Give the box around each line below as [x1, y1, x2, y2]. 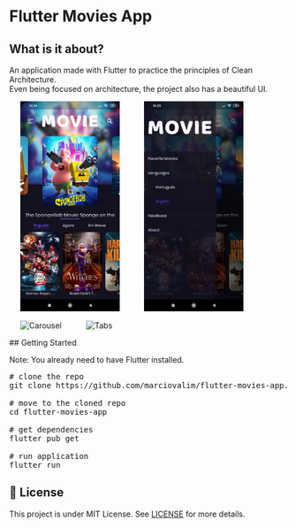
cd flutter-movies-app [9, 407, 108, 417]
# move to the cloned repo [9, 398, 126, 409]
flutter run [9, 460, 61, 471]
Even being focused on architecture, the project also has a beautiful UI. [9, 84, 268, 94]
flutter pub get [9, 433, 80, 444]
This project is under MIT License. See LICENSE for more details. [9, 509, 246, 519]
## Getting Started [9, 338, 77, 348]
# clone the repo [9, 371, 84, 382]
